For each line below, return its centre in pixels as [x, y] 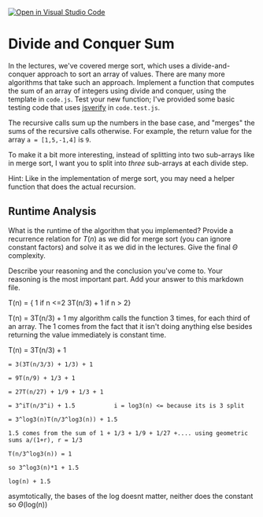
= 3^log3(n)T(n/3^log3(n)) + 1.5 [63, 419]
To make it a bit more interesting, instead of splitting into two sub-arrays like [131, 154]
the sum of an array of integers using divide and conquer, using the [117, 90]
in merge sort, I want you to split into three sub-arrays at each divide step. [128, 163]
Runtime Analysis [52, 211]
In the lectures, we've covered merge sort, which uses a [99, 65]
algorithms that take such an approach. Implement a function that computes [131, 82]
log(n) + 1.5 [30, 481]
